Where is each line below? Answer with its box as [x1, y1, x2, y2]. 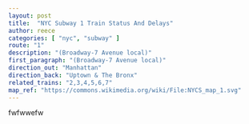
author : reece [8, 26, 56, 34]
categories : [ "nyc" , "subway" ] [8, 34, 120, 42]
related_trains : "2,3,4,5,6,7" [8, 78, 113, 86]
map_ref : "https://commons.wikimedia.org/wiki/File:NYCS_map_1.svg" [8, 86, 242, 94]
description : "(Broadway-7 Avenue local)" [8, 49, 152, 57]
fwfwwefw [8, 108, 44, 118]
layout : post [8, 11, 52, 20]
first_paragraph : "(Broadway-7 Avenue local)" [8, 57, 167, 65]
